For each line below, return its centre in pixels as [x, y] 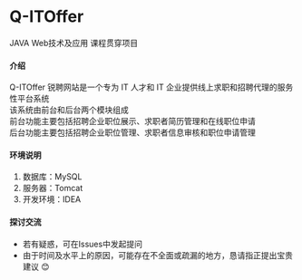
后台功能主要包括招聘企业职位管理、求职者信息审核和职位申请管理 [132, 132]
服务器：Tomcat [53, 188]
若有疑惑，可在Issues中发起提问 [83, 244]
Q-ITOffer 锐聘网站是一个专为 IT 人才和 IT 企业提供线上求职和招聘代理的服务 [151, 87]
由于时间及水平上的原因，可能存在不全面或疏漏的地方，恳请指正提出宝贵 [157, 255]
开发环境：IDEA [52, 199]
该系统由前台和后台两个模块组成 [69, 110]
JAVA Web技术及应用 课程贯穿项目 [74, 43]
